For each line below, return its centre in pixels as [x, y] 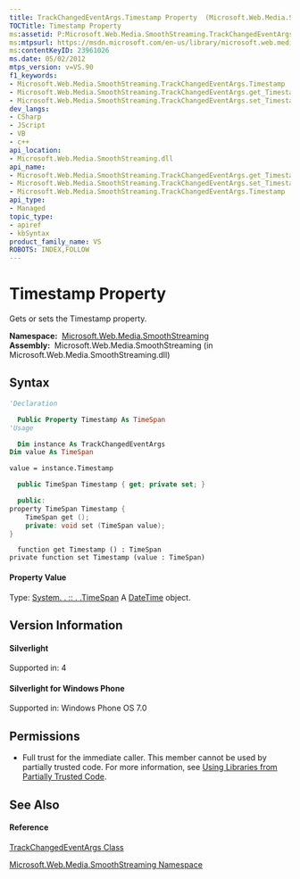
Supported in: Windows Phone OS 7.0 [78, 708]
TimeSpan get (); [58, 517]
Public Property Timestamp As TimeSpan [92, 419]
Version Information [66, 625]
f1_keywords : [33, 76]
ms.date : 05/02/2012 [48, 59]
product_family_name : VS [55, 242]
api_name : [28, 167]
